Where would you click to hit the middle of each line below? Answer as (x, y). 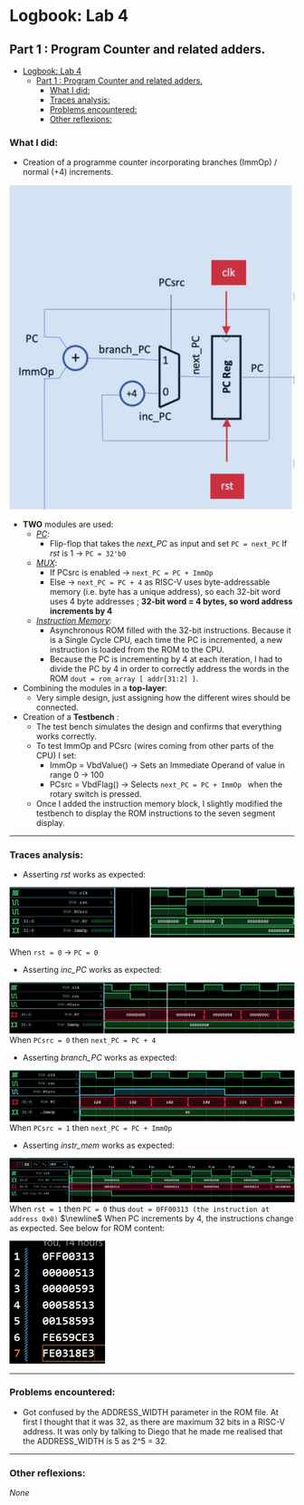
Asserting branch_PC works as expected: (100, 1057)
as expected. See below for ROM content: (87, 1228)
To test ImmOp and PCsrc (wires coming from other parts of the (155, 745)
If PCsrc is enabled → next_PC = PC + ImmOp (131, 572)
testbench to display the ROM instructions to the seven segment (156, 813)
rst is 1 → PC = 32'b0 (88, 553)
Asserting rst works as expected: (84, 875)
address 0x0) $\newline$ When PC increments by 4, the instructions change (152, 1218)
